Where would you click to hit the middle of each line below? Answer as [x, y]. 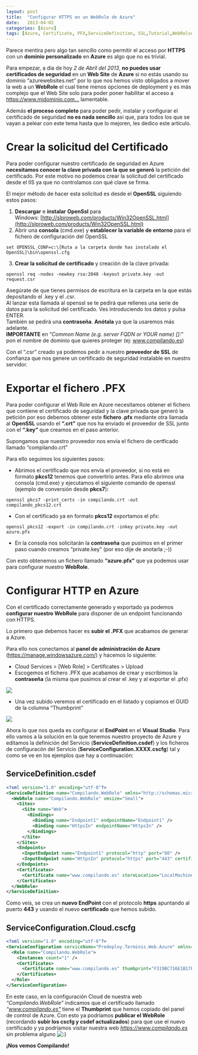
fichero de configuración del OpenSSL [61, 237]
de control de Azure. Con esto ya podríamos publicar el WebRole [85, 1015]
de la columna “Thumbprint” [49, 707]
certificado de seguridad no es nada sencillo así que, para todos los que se [98, 117]
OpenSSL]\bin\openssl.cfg [38, 253]
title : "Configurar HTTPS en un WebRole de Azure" [71, 17]
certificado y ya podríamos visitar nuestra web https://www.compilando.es [97, 1028]
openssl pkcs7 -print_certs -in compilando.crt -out [72, 500]
